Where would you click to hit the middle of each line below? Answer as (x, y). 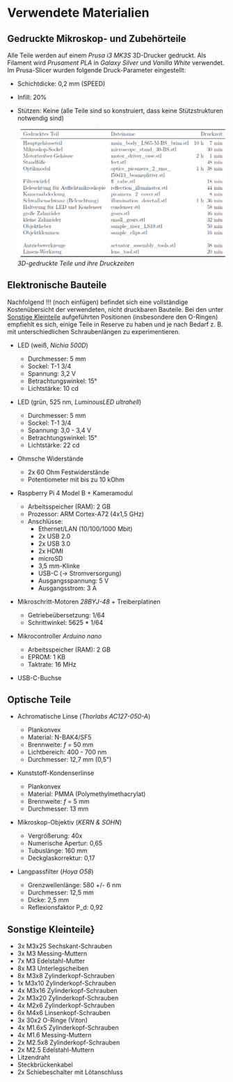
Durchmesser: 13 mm (58, 809)
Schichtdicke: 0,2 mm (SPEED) (61, 84)
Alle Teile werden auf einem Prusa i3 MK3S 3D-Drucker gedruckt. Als (107, 55)
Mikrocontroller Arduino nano (59, 636)
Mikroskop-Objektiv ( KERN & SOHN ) (70, 822)
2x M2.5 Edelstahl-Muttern (56, 1050)
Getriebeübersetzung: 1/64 (66, 615)
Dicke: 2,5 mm (48, 900)
